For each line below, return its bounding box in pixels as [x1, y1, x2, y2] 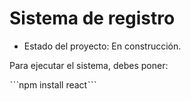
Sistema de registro [9, 7, 176, 30]
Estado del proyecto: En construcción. [23, 40, 182, 52]
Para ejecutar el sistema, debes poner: [9, 59, 169, 71]
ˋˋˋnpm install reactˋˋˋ [9, 78, 97, 91]
